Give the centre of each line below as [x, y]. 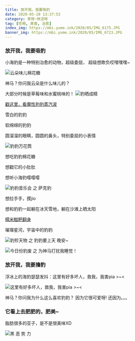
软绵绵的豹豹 [18, 125]
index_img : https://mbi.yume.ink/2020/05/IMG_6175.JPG [63, 28]
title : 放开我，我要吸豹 [28, 10]
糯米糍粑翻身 [18, 219]
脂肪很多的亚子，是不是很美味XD [38, 323]
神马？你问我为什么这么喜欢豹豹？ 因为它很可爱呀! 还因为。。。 [67, 297]
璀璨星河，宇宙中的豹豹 [29, 230]
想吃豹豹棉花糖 [20, 157]
